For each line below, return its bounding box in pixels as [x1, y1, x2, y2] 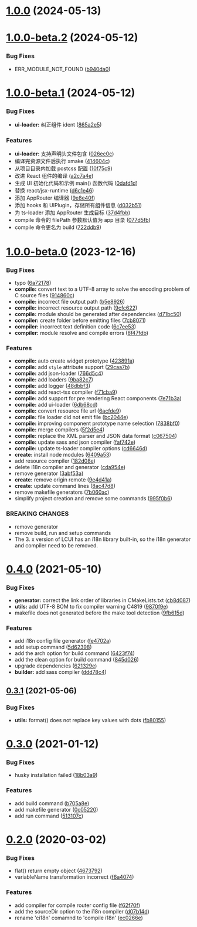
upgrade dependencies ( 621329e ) [14, 662, 97, 669]
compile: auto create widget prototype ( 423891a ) [14, 357, 135, 364]
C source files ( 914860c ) [14, 291, 75, 298]
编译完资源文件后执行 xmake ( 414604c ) [14, 158, 110, 165]
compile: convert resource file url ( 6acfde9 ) [14, 407, 121, 414]
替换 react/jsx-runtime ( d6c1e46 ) [14, 187, 94, 194]
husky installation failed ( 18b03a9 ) [14, 772, 98, 779]
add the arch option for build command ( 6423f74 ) [14, 650, 135, 657]
